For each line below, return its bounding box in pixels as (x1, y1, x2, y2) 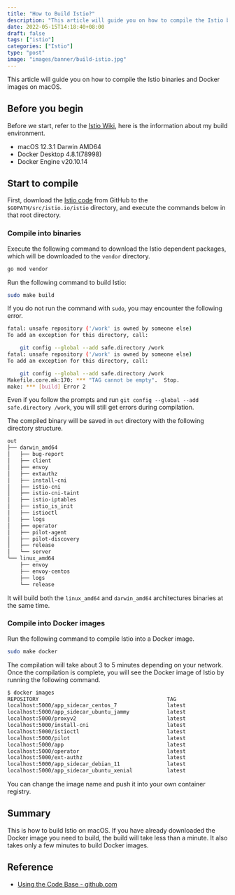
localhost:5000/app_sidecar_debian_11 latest (7, 761, 187, 768)
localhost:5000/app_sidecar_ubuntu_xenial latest (7, 768, 187, 775)
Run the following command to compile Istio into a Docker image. (7, 634, 194, 643)
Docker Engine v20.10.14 (17, 157, 88, 165)
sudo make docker (7, 648, 58, 655)
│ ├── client (7, 457, 52, 464)
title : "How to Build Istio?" (7, 10, 96, 18)
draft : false (7, 29, 45, 37)
